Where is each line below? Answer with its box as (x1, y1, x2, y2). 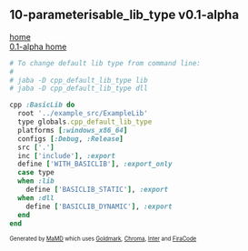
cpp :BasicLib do (9, 100, 75, 110)
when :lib (17, 176, 55, 186)
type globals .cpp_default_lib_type (17, 117, 153, 126)
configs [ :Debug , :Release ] (17, 134, 124, 144)
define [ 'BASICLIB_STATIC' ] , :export (25, 186, 169, 195)
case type (17, 168, 55, 177)
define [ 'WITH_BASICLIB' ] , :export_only (17, 159, 173, 169)
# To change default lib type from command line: (9, 58, 202, 67)
